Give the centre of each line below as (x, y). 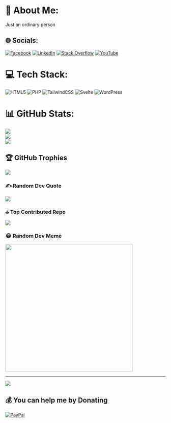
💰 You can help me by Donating (56, 400)
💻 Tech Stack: (37, 74)
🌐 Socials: (22, 41)
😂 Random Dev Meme (34, 236)
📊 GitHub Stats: (40, 114)
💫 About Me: (32, 10)
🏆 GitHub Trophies (36, 158)
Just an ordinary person (31, 24)
